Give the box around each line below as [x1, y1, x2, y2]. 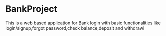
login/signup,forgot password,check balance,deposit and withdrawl [5, 25, 145, 31]
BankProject [5, 3, 58, 15]
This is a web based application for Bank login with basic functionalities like [5, 20, 161, 26]
